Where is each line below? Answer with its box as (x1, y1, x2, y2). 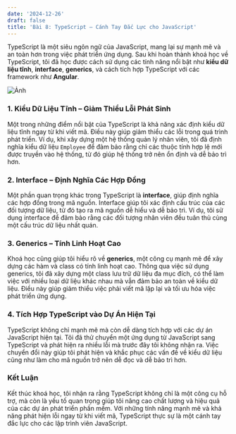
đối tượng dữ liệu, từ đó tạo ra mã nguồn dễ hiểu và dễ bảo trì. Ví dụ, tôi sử (7, 206, 223, 214)
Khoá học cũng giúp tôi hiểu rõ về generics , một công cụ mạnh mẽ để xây (7, 254, 223, 263)
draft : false (7, 17, 46, 24)
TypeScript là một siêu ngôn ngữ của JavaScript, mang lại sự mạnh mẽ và (7, 43, 221, 51)
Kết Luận (7, 373, 39, 383)
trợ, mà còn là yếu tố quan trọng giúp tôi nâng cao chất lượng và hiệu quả (7, 396, 221, 405)
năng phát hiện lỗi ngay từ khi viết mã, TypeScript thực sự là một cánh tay (7, 411, 221, 420)
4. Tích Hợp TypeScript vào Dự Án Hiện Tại (7, 309, 156, 319)
